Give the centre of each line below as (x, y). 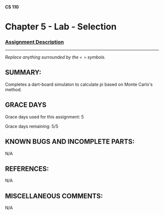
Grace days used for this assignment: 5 (44, 117)
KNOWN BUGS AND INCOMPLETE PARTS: (70, 142)
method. (13, 89)
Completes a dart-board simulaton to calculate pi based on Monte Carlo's (79, 84)
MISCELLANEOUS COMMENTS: (54, 196)
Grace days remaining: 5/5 (32, 126)
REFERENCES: (27, 169)
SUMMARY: (23, 73)
